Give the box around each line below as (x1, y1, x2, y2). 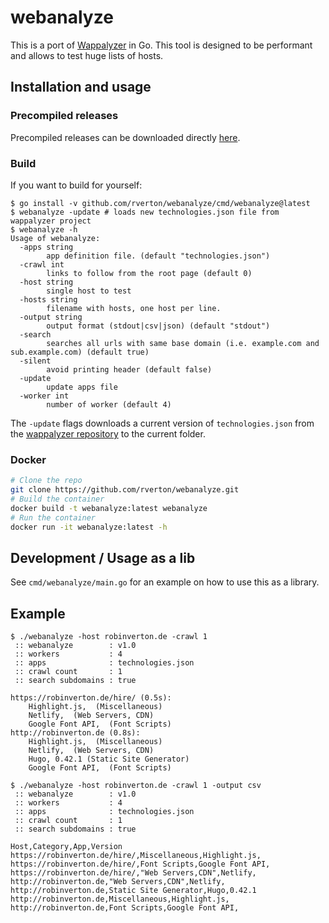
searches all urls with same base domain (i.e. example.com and (46, 338, 320, 348)
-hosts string (19, 294, 78, 305)
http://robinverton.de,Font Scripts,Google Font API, (10, 903, 240, 913)
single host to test (46, 286, 132, 296)
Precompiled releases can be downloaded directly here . (10, 131, 241, 143)
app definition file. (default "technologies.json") (46, 251, 271, 261)
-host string (19, 277, 74, 287)
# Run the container (10, 512, 97, 523)
